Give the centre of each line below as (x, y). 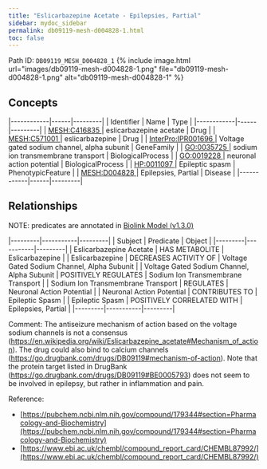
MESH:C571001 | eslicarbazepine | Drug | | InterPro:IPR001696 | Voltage (126, 139)
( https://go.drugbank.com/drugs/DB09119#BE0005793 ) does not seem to (129, 375)
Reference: (26, 399)
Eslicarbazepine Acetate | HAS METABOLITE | (149, 249)
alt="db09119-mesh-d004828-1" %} (124, 77)
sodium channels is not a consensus (68, 333)
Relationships (43, 206)
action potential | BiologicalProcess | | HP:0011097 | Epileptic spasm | (122, 164)
